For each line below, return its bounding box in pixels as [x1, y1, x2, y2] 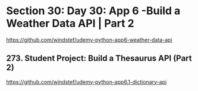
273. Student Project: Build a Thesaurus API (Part [6, 53, 192, 63]
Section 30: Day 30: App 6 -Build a [6, 4, 181, 18]
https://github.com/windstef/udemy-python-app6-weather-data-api [6, 36, 172, 43]
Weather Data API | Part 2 [6, 17, 135, 30]
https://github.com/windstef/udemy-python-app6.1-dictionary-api [6, 78, 167, 85]
